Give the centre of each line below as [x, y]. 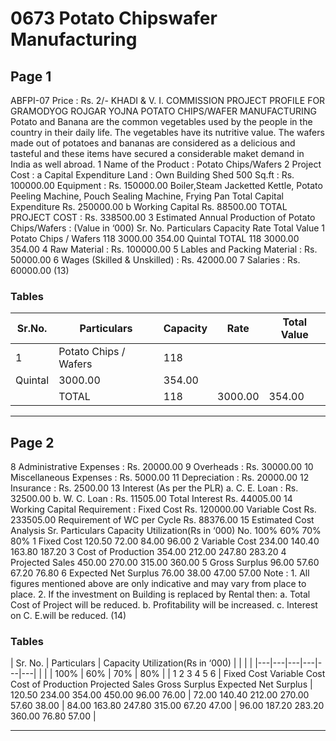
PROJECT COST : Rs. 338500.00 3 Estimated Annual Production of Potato [163, 217]
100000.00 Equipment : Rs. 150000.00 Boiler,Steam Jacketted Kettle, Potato [166, 185]
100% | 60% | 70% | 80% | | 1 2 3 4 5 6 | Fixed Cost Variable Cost [190, 674]
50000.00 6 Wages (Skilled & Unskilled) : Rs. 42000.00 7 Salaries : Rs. [155, 260]
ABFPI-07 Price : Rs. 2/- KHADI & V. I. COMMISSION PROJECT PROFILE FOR [168, 100]
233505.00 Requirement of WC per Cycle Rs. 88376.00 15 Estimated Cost [162, 520]
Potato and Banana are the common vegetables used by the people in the [161, 121]
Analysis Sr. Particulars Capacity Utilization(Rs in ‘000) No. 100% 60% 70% [166, 531]
